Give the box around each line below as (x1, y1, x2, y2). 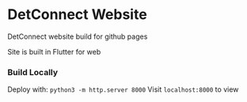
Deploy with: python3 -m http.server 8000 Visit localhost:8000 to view (7, 85, 239, 94)
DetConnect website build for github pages (7, 32, 148, 41)
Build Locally (7, 66, 59, 77)
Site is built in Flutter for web (7, 47, 101, 56)
